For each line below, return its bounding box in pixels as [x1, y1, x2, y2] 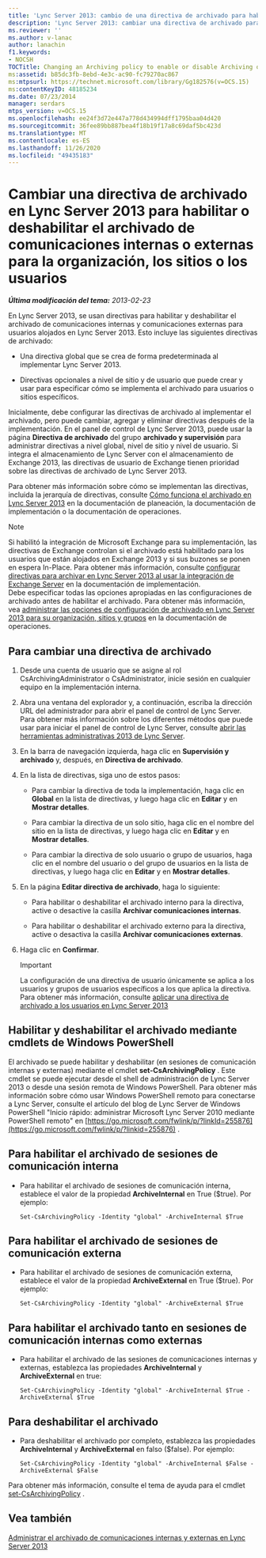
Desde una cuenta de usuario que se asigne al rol [19, 665, 182, 675]
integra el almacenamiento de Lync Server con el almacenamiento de [8, 449, 234, 459]
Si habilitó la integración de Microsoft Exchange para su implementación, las [8, 537, 257, 547]
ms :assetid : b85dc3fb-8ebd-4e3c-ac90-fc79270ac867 [8, 70, 179, 78]
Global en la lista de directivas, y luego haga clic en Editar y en [31, 794, 237, 803]
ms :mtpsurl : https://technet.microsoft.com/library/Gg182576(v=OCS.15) [8, 78, 249, 85]
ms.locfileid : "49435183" [8, 151, 93, 159]
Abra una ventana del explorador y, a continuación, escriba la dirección [19, 698, 253, 707]
